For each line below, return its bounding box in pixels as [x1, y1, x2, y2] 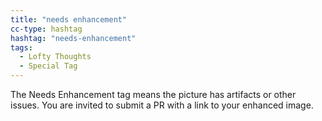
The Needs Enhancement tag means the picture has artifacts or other [10, 89, 297, 100]
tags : [10, 42, 33, 53]
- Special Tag [19, 61, 78, 71]
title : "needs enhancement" [10, 14, 128, 25]
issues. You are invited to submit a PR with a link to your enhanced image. [10, 99, 314, 111]
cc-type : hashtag [10, 24, 83, 34]
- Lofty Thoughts [19, 52, 92, 62]
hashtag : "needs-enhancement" [10, 33, 137, 43]
